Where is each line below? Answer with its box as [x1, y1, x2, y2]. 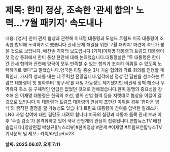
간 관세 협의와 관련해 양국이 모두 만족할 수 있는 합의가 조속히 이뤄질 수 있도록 [5, 60, 157, 67]
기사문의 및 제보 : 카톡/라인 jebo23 [5, 130, 75, 136]
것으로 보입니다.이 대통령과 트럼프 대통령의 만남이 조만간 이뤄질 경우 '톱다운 [5, 99, 154, 105]
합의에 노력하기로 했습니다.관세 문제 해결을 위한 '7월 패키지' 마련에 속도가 [14, 41, 159, 47]
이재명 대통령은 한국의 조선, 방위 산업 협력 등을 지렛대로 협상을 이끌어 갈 [20, 92, 162, 98]
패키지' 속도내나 [40, 17, 103, 29]
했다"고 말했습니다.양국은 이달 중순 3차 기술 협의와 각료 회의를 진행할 [22, 67, 159, 73]
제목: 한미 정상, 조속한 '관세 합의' [5, 5, 134, 16]
